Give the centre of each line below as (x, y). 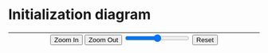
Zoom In (67, 40)
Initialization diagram (80, 15)
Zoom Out (103, 40)
